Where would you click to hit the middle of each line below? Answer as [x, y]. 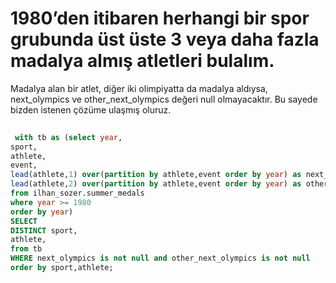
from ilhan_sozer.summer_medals [77, 193]
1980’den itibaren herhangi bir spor [160, 18]
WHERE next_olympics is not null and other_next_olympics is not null [160, 258]
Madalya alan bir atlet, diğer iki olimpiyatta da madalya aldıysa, [139, 88]
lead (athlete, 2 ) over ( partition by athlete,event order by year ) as [156, 184]
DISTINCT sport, [44, 230]
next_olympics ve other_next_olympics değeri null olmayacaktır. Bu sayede [164, 99]
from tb [26, 249]
